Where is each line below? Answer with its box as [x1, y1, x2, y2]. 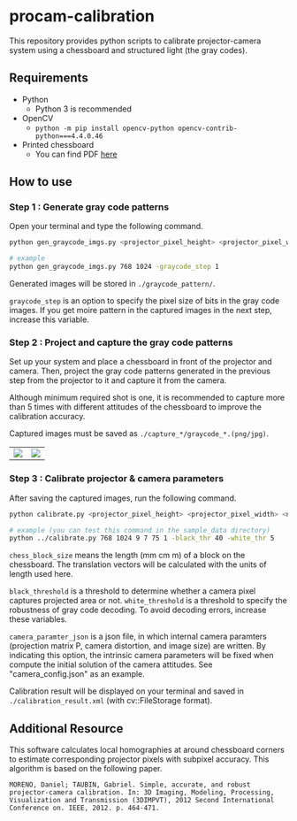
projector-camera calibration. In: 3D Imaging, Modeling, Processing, [9, 788, 275, 797]
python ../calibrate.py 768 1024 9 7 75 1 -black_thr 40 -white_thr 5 [9, 533, 275, 543]
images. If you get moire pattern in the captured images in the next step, [9, 305, 272, 316]
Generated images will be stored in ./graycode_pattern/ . [9, 279, 216, 289]
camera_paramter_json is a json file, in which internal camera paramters [9, 631, 268, 642]
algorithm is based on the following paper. [9, 763, 163, 774]
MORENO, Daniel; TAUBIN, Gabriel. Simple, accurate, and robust [9, 780, 251, 789]
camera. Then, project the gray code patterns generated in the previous [9, 365, 271, 377]
